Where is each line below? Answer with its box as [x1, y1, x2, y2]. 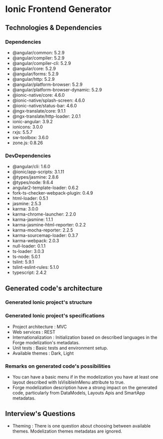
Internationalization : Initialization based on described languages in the [12, 334, 158, 340]
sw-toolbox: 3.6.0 [12, 134, 49, 140]
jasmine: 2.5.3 [12, 201, 41, 207]
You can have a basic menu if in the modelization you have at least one [12, 374, 159, 380]
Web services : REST [12, 329, 56, 335]
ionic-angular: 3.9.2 [12, 118, 53, 124]
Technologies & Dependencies [5, 23, 102, 32]
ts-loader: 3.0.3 [12, 248, 44, 254]
